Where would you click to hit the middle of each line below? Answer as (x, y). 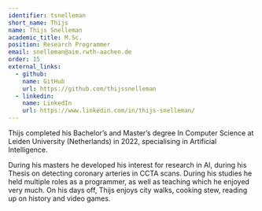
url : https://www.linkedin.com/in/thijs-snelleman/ (109, 111)
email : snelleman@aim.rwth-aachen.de (70, 52)
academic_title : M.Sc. (45, 37)
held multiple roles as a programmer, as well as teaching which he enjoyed (129, 181)
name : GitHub (44, 81)
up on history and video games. (59, 198)
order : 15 (24, 60)
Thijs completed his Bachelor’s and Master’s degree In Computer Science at (131, 133)
